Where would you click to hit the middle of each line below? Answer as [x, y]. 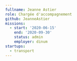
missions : [15, 23]
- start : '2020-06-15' [33, 28]
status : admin [29, 37]
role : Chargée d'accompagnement [38, 14]
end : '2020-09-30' [33, 32]
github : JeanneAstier [28, 19]
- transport [22, 51]
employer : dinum [31, 42]
